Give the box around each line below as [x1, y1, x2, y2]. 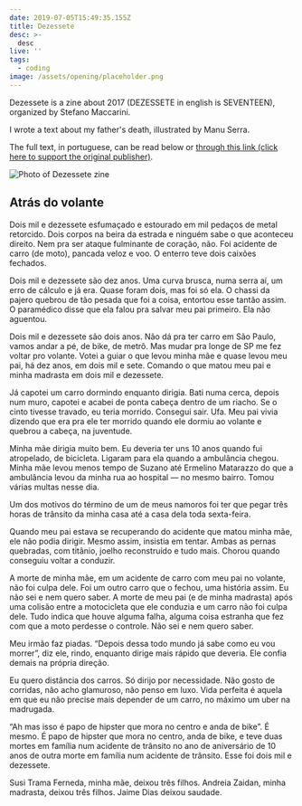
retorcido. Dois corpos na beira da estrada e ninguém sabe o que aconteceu [9, 228, 294, 240]
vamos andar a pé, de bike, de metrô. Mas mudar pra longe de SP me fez [9, 340, 282, 351]
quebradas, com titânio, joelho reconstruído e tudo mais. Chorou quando [9, 545, 280, 556]
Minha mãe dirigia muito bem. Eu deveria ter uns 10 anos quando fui [9, 442, 263, 453]
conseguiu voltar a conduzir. [9, 555, 116, 565]
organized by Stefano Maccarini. [9, 106, 131, 118]
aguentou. [9, 313, 48, 324]
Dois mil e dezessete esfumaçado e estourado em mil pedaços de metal [9, 219, 278, 230]
